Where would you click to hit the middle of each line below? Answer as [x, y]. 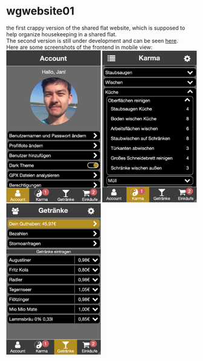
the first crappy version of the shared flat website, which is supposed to [96, 28]
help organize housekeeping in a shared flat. [62, 34]
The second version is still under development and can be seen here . [92, 41]
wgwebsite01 [40, 11]
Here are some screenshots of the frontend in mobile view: [79, 47]
